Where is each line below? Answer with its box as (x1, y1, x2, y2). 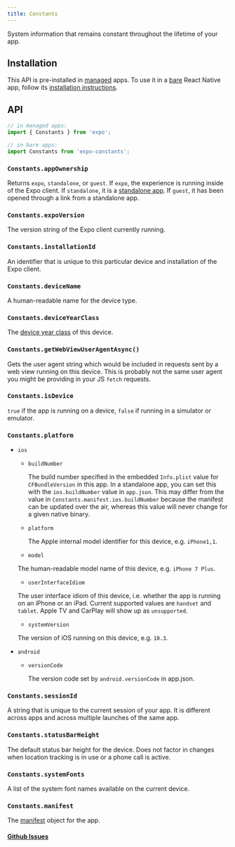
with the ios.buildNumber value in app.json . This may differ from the (27, 488, 224, 496)
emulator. (7, 413, 35, 422)
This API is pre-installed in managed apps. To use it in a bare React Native (7, 76, 221, 84)
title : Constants (7, 10, 58, 18)
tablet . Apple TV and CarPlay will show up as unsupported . (17, 606, 188, 615)
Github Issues (7, 832, 49, 841)
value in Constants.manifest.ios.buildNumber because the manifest (27, 495, 224, 504)
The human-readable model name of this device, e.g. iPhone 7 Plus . (17, 564, 216, 573)
